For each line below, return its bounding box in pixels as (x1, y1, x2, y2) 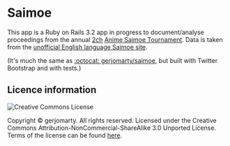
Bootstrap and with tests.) (7, 64, 82, 72)
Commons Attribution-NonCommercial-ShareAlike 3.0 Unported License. (7, 124, 217, 132)
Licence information (7, 84, 97, 96)
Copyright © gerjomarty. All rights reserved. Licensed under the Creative (7, 116, 217, 124)
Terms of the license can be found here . (7, 131, 123, 139)
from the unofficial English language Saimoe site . (7, 43, 148, 51)
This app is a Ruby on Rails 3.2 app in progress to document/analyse (7, 28, 204, 36)
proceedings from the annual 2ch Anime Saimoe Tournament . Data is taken (7, 35, 223, 43)
